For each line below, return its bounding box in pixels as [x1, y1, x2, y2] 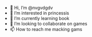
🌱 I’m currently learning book [9, 15, 70, 21]
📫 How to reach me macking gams [9, 26, 83, 32]
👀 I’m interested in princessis [9, 10, 70, 16]
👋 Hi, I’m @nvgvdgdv [9, 5, 53, 10]
